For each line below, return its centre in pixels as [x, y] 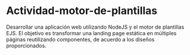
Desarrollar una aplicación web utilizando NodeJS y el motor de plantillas [95, 27]
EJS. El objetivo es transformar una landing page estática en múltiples [91, 33]
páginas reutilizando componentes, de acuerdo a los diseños [80, 39]
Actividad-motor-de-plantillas [82, 11]
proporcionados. [26, 46]
